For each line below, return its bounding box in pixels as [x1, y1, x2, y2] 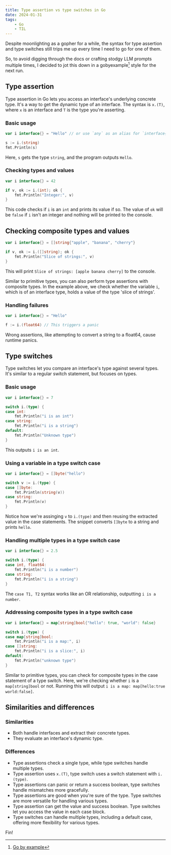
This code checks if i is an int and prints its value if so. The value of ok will [5, 206, 163, 212]
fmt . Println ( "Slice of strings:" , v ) [14, 254, 95, 259]
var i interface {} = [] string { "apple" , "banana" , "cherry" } [5, 240, 136, 246]
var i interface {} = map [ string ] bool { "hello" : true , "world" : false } [5, 620, 156, 625]
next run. [5, 67, 24, 74]
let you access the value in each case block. [12, 809, 106, 815]
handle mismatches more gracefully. [12, 787, 89, 793]
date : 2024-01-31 [5, 12, 42, 17]
